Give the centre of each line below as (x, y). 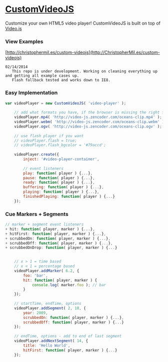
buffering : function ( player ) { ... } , (63, 187)
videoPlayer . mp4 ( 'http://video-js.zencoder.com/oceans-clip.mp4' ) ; (88, 117)
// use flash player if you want (49, 136)
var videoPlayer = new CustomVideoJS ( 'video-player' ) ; (66, 103)
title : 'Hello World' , (47, 345)
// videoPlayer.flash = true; (46, 141)
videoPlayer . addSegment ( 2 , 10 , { (50, 308)
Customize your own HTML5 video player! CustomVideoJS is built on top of (83, 23)
